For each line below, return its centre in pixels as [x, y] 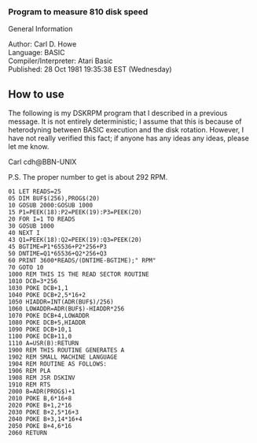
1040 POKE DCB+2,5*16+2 [47, 295]
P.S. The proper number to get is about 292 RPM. [88, 177]
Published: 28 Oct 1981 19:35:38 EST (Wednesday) [90, 69]
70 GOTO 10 [26, 268]
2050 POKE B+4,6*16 [40, 426]
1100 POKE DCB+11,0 [40, 337]
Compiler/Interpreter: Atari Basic [61, 61]
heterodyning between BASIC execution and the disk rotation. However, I [126, 130]
